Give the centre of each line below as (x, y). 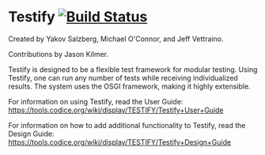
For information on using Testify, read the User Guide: (96, 101)
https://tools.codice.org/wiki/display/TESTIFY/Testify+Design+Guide (120, 142)
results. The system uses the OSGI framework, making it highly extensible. (129, 86)
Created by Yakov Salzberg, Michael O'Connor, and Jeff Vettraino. (116, 39)
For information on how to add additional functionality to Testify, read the (127, 125)
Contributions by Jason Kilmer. (59, 54)
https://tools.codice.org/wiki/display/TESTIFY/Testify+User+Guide (116, 110)
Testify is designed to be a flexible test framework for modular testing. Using (133, 69)
